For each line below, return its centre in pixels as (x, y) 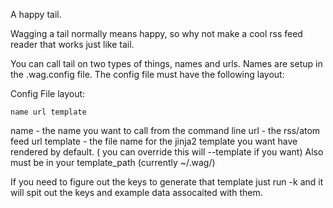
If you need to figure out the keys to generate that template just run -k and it (167, 182)
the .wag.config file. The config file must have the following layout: (147, 74)
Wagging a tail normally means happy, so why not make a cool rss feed (156, 33)
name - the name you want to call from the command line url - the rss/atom (165, 130)
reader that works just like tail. (72, 44)
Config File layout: (48, 93)
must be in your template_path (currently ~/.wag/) (113, 162)
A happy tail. (36, 14)
